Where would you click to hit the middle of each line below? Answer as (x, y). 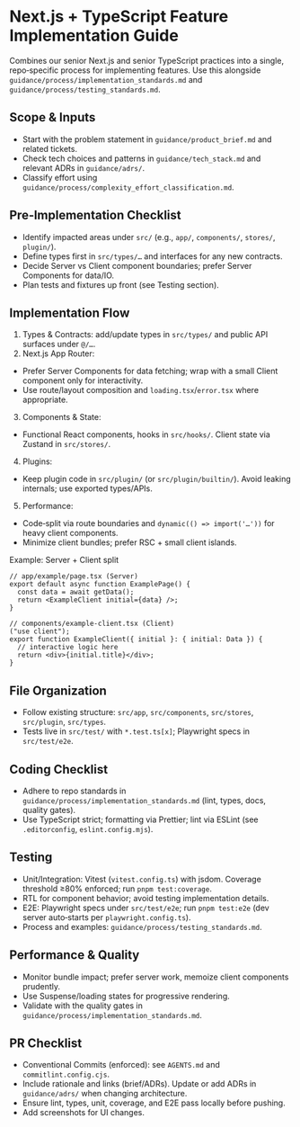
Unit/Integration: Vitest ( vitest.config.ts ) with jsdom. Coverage (142, 879)
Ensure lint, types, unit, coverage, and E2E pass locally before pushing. (154, 1103)
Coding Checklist (59, 769)
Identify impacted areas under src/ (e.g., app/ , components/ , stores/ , (149, 237)
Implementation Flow (70, 313)
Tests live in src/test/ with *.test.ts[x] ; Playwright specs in (136, 731)
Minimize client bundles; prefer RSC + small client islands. (129, 542)
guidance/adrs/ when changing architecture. (105, 1094)
